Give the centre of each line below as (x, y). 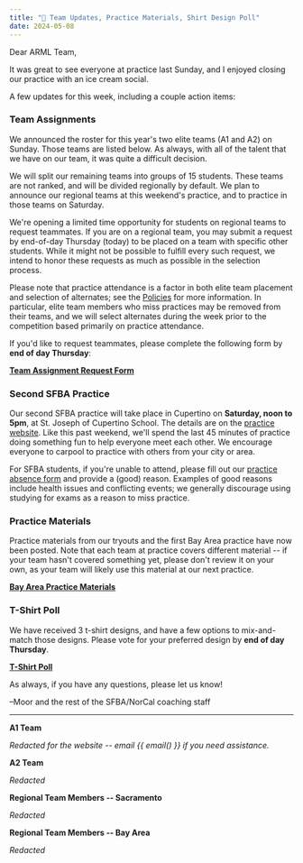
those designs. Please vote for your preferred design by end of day (160, 639)
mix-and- (259, 630)
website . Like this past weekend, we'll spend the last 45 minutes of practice (150, 433)
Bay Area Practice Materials (63, 587)
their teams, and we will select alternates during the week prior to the (138, 316)
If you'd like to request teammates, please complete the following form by (146, 343)
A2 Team (27, 762)
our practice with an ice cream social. (79, 78)
